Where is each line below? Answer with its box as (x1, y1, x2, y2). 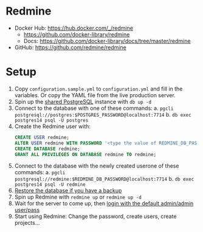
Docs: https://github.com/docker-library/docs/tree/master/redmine (23, 37, 191, 44)
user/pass (14, 206, 40, 214)
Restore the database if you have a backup (14, 187, 122, 194)
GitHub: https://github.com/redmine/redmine (14, 44, 127, 51)
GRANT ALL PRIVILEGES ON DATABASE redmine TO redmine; (14, 151, 157, 157)
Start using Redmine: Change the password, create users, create (14, 213, 177, 220)
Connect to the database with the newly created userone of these (14, 162, 179, 169)
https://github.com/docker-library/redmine (23, 30, 130, 38)
